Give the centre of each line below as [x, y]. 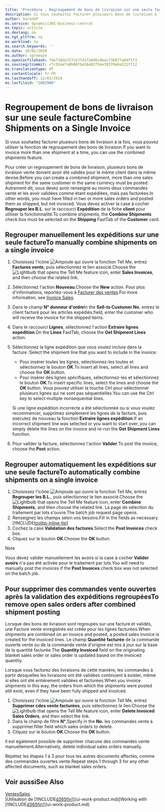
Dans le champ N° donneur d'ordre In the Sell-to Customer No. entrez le [86, 307]
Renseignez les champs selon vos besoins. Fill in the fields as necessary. [85, 518]
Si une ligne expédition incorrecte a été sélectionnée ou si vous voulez [83, 408]
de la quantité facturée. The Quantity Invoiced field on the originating [75, 650]
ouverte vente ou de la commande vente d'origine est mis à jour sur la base [82, 645]
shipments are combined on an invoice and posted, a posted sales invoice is [82, 634]
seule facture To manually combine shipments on [81, 242]
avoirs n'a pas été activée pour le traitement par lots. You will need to [75, 563]
